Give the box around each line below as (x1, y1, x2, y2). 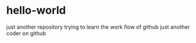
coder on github (6, 29, 47, 36)
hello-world (6, 4, 67, 17)
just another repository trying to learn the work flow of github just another (6, 23, 190, 30)
